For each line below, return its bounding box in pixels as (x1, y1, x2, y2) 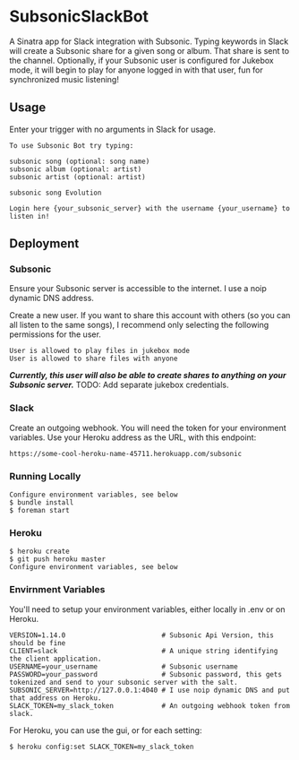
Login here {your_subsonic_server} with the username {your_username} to (9, 203, 291, 212)
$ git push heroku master (9, 555, 106, 564)
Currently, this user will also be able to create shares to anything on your (9, 370, 286, 381)
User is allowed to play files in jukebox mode (9, 347, 191, 356)
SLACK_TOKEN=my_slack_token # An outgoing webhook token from (9, 701, 291, 710)
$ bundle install (9, 498, 74, 507)
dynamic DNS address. (9, 293, 94, 304)
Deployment (9, 236, 80, 252)
